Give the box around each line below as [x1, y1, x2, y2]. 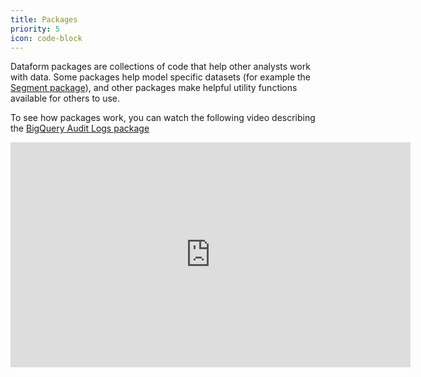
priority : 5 [10, 24, 60, 34]
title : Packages [10, 14, 78, 25]
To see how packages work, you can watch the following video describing [10, 112, 316, 124]
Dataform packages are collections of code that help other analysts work [10, 61, 311, 73]
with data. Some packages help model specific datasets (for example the [10, 71, 312, 83]
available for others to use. [10, 92, 121, 105]
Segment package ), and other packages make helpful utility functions [10, 82, 298, 94]
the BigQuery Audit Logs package [10, 122, 150, 135]
